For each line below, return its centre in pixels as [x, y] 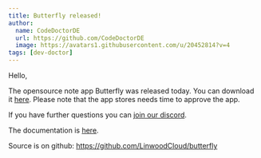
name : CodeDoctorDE [48, 30]
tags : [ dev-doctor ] [41, 53]
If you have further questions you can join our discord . [98, 115]
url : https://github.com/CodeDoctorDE [80, 38]
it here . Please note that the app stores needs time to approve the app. [125, 99]
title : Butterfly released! [55, 16]
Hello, [18, 75]
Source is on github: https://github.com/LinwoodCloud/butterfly [113, 146]
